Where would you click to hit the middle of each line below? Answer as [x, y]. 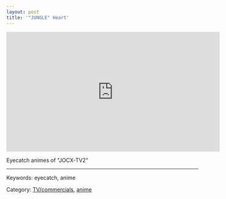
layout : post [23, 12]
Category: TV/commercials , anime [49, 189]
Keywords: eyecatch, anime [41, 178]
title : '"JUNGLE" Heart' [38, 18]
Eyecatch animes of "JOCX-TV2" [47, 160]
